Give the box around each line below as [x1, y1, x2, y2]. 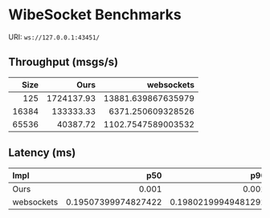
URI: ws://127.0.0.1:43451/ [8, 32, 100, 42]
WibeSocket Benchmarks [8, 6, 182, 24]
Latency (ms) [8, 146, 76, 159]
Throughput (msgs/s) [8, 55, 119, 69]
